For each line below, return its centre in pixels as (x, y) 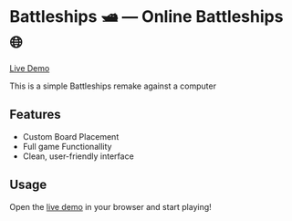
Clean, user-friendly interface (78, 156)
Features (35, 115)
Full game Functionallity (67, 146)
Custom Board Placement (71, 136)
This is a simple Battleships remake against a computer (113, 86)
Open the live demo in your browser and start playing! (110, 206)
